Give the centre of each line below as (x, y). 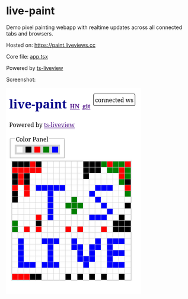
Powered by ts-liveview (35, 68)
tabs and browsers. (30, 33)
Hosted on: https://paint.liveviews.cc (51, 45)
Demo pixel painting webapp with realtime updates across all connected (94, 27)
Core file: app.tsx (27, 56)
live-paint (31, 11)
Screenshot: (21, 79)
